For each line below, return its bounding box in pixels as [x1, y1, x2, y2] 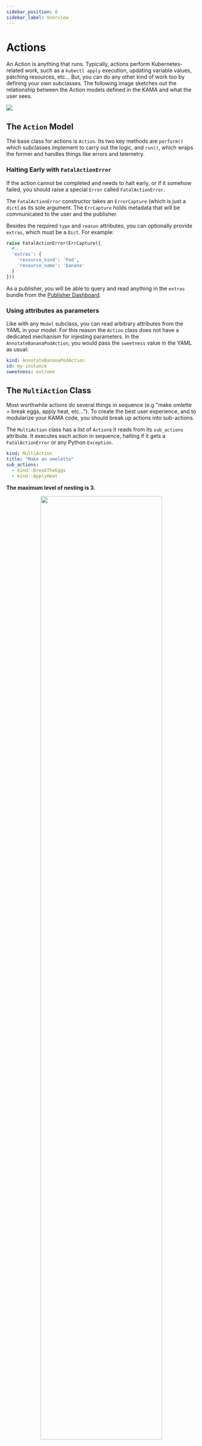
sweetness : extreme [6, 368, 55, 375]
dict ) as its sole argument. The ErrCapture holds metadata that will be [6, 204, 180, 211]
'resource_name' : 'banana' [17, 262, 85, 269]
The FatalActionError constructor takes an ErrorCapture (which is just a [6, 197, 186, 204]
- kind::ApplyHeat [11, 473, 58, 479]
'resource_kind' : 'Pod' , [17, 257, 80, 263]
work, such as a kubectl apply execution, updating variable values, [25, 67, 192, 74]
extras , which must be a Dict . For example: [6, 228, 114, 236]
